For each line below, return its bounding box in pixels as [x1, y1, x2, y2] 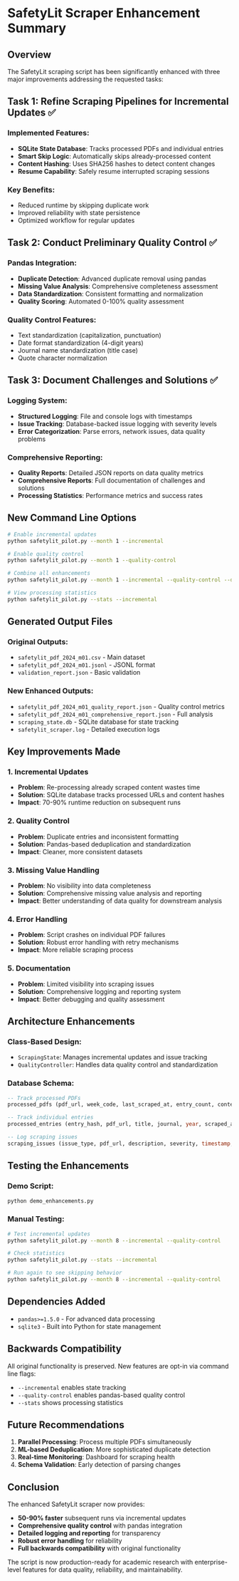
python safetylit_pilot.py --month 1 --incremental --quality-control [7, 576, 221, 584]
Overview [7, 48, 52, 61]
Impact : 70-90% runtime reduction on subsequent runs [17, 798, 181, 807]
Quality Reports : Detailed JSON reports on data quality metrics [17, 468, 204, 477]
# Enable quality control [7, 550, 84, 557]
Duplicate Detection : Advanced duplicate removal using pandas [17, 274, 207, 283]
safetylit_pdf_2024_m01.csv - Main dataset [17, 653, 146, 662]
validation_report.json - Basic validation [17, 668, 141, 677]
